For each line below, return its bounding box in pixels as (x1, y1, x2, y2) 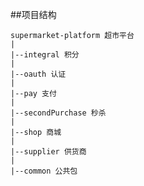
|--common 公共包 (10, 166, 78, 176)
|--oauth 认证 (10, 69, 67, 79)
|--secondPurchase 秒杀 (10, 108, 107, 118)
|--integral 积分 (10, 50, 80, 60)
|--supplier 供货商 (10, 147, 87, 157)
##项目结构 (10, 9, 57, 20)
